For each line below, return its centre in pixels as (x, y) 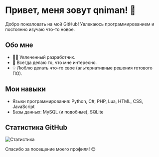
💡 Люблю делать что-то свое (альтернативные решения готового (82, 67)
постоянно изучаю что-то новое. (40, 29)
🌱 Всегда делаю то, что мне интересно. (55, 62)
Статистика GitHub (36, 127)
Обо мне (19, 45)
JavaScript (23, 106)
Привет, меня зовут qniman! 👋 (71, 10)
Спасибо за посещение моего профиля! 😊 (51, 149)
